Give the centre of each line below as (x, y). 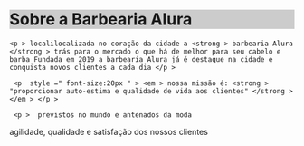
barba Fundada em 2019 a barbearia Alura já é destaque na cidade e (141, 59)
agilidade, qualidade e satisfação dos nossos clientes (109, 131)
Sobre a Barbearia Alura (101, 19)
